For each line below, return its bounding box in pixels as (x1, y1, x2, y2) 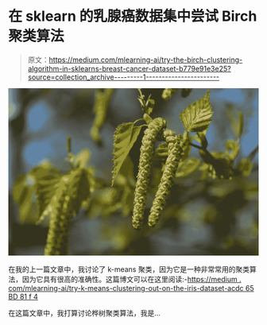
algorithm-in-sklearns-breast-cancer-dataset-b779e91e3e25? (27, 64, 232, 73)
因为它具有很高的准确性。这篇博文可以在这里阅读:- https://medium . (21, 275, 242, 284)
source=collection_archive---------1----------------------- (27, 72, 220, 82)
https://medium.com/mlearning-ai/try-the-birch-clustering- (48, 55, 243, 64)
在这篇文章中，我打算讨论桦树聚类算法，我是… (8, 308, 161, 318)
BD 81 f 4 (8, 292, 38, 302)
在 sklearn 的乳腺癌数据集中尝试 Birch (8, 7, 257, 25)
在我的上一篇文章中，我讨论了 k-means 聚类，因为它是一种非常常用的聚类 (8, 265, 250, 274)
